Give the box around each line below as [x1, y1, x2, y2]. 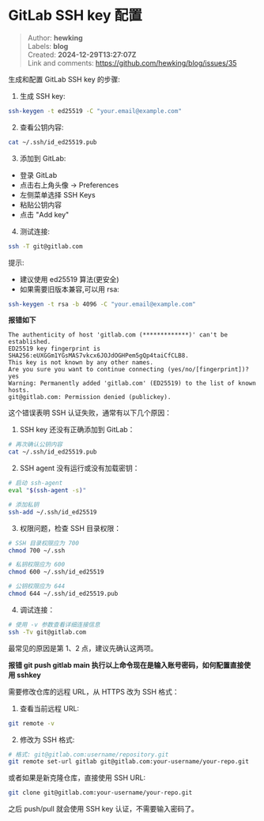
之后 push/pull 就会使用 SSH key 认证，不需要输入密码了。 [8, 804, 199, 814]
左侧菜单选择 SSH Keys [19, 190, 96, 199]
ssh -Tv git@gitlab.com [8, 628, 87, 636]
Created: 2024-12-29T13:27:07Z [27, 50, 137, 59]
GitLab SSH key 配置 [8, 6, 142, 24]
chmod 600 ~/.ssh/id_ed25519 [8, 568, 104, 576]
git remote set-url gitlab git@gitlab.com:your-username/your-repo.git [8, 758, 249, 766]
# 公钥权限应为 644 [8, 582, 66, 590]
